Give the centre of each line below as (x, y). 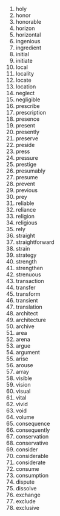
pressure (27, 158)
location (26, 87)
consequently (33, 430)
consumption (32, 475)
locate (24, 80)
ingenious (28, 41)
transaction (30, 281)
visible (24, 378)
